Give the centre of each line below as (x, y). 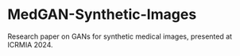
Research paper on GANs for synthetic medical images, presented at (120, 36)
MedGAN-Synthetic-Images (102, 15)
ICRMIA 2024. (30, 44)
